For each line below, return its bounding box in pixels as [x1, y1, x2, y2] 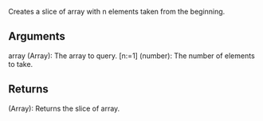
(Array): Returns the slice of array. [8, 103, 120, 113]
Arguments [8, 29, 66, 43]
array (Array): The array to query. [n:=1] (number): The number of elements [8, 51, 255, 60]
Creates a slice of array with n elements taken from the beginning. [8, 7, 226, 16]
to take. [8, 59, 33, 68]
